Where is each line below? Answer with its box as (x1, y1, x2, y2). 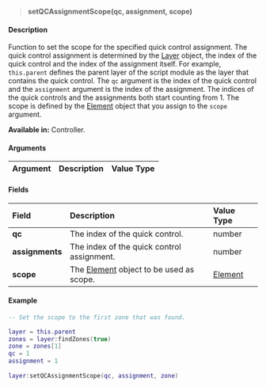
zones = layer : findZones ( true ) (8, 335, 112, 343)
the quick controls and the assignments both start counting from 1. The (8, 93, 240, 102)
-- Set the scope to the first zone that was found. (8, 313, 186, 321)
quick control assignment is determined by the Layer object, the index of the (8, 51, 257, 60)
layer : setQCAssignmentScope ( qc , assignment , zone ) (8, 371, 179, 379)
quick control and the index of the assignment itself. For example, (8, 59, 222, 69)
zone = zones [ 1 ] (8, 342, 62, 351)
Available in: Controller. (8, 125, 85, 135)
